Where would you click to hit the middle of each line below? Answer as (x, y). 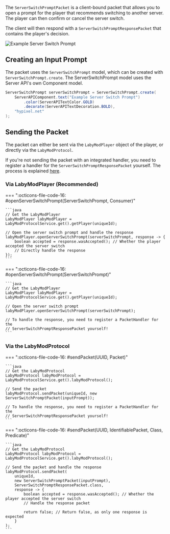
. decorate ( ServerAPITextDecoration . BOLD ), (69, 107)
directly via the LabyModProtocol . (39, 150)
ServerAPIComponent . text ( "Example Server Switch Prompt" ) (77, 97)
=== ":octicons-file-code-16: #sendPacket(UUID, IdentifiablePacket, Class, (84, 430)
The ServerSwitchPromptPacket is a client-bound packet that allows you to (83, 7)
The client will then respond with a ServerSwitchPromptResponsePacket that (83, 28)
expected (15, 517)
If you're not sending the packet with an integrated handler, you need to (81, 160)
